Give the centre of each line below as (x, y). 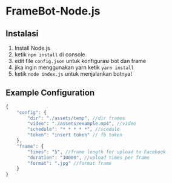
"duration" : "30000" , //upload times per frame (88, 158)
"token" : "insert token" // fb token (75, 135)
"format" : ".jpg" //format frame (70, 163)
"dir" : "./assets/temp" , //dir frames (76, 118)
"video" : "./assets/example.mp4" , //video (82, 124)
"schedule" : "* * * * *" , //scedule (74, 129)
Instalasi (22, 34)
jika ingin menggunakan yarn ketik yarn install (74, 67)
